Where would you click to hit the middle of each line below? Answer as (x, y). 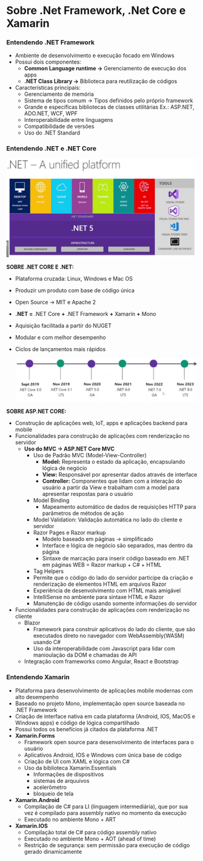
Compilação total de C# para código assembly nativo (90, 832)
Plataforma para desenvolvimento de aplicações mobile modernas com (104, 690)
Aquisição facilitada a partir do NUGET (63, 326)
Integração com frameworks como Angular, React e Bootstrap (101, 662)
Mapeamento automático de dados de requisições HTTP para (119, 507)
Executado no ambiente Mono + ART (70, 819)
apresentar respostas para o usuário (88, 494)
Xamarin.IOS (32, 826)
